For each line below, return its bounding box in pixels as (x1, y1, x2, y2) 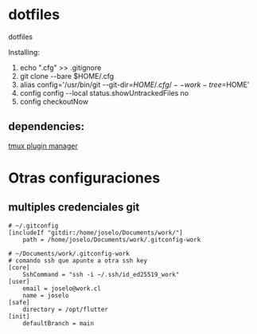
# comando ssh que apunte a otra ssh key (8, 257, 148, 265)
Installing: (8, 47, 40, 57)
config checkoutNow (19, 96, 89, 106)
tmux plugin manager (8, 141, 78, 151)
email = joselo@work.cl (22, 285, 102, 293)
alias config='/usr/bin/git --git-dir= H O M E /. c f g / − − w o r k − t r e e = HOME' (19, 80, 250, 89)
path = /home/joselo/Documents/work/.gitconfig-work (22, 235, 201, 244)
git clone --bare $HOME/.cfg (19, 71, 115, 81)
